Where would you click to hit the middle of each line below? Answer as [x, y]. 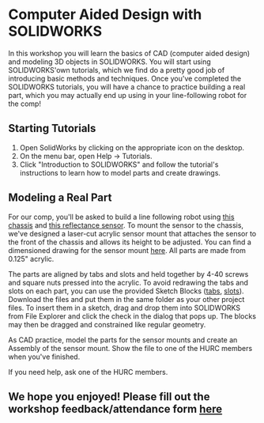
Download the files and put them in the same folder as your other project [126, 299]
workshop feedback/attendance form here [115, 409]
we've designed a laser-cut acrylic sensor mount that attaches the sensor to [132, 233]
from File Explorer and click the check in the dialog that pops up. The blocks [132, 316]
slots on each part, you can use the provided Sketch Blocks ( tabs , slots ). [126, 291]
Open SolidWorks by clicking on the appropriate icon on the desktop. [132, 147]
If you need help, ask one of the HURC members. [88, 372]
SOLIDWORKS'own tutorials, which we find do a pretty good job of [117, 70]
